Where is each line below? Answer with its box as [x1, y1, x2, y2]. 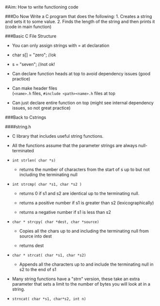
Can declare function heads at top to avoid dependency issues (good [12, 71, 151, 77]
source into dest [19, 233, 52, 239]
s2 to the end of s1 [19, 267, 57, 272]
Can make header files [12, 85, 57, 91]
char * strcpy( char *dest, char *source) [12, 220, 99, 225]
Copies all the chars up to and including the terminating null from [19, 228, 149, 234]
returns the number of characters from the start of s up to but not [19, 167, 150, 172]
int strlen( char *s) [12, 158, 56, 163]
